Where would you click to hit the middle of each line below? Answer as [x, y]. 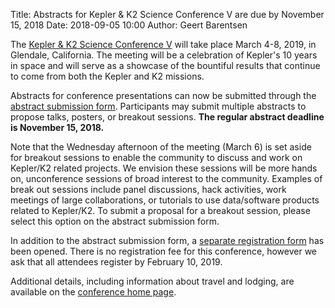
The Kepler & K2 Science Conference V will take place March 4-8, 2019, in [163, 44]
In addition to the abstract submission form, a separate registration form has [167, 240]
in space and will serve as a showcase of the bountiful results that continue [165, 65]
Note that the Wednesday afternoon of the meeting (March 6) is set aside [161, 147]
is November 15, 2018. [57, 127]
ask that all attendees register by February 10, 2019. [116, 262]
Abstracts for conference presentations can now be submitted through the [163, 95]
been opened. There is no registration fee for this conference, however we [164, 251]
